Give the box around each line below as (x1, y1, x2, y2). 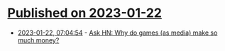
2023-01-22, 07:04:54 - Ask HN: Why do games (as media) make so (17, 28, 218, 37)
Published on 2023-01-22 (7, 5, 162, 21)
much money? (17, 35, 60, 44)
